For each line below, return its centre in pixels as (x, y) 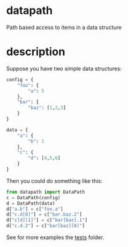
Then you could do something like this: (54, 181)
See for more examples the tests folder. (55, 237)
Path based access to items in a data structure (64, 27)
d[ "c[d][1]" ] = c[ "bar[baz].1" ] (47, 220)
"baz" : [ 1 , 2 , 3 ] (47, 108)
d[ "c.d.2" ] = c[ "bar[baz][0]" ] (46, 226)
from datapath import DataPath (46, 192)
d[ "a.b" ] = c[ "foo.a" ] (35, 209)
